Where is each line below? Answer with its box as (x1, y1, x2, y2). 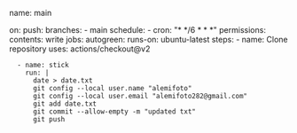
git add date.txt (32, 99, 98, 108)
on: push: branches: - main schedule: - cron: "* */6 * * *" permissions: (9, 25, 266, 35)
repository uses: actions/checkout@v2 (9, 43, 151, 54)
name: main (9, 8, 52, 18)
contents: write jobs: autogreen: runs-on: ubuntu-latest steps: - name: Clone (9, 35, 288, 44)
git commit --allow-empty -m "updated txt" (32, 107, 197, 116)
